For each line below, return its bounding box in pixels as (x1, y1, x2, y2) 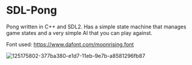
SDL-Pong (6, 4, 57, 17)
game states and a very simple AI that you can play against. (6, 29, 153, 36)
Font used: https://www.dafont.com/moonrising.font (6, 41, 134, 48)
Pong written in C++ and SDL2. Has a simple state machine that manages (6, 23, 187, 30)
